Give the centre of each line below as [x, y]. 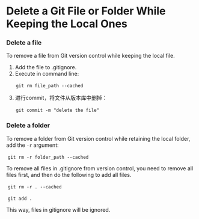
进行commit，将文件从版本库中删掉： [61, 98]
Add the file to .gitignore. [46, 67]
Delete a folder [28, 126]
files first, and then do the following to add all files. [69, 174]
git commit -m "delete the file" [58, 110]
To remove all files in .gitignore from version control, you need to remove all [100, 168]
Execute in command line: [47, 74]
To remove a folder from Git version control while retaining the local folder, [98, 138]
